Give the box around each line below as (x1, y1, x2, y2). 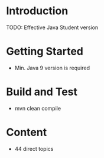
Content (6, 126, 47, 139)
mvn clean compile (14, 105, 61, 112)
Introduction (6, 4, 69, 18)
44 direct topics (14, 145, 54, 152)
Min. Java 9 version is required (14, 64, 90, 71)
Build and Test (6, 85, 78, 99)
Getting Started (6, 45, 84, 58)
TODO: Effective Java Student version (6, 24, 99, 31)
